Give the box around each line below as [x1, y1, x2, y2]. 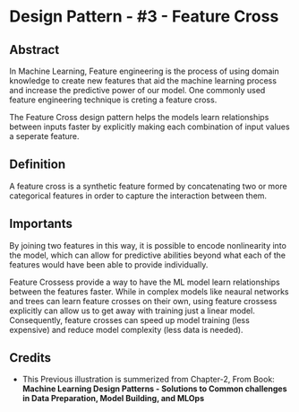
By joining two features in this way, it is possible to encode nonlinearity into [9, 240, 286, 250]
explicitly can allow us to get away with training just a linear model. [9, 305, 255, 316]
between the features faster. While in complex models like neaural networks [9, 285, 289, 297]
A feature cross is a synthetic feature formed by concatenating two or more [9, 180, 288, 191]
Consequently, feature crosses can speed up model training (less [9, 314, 251, 325]
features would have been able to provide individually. [9, 259, 209, 270]
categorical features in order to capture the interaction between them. [9, 190, 267, 201]
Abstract [9, 42, 60, 57]
